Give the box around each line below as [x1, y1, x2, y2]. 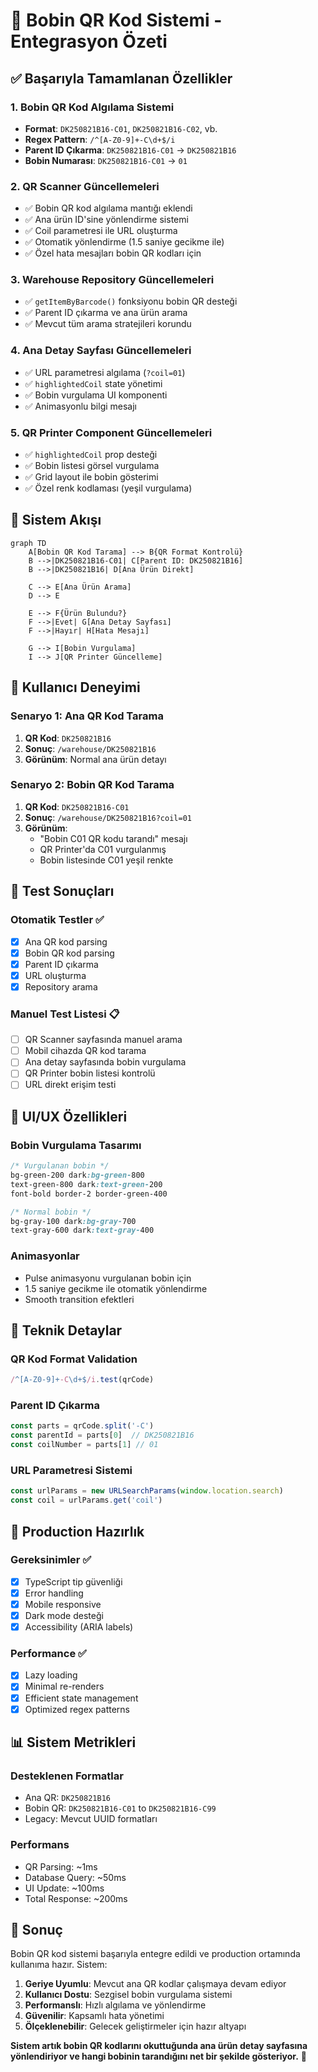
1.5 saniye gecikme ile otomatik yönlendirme [24, 1282, 208, 1294]
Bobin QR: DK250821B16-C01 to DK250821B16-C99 [24, 1802, 217, 1814]
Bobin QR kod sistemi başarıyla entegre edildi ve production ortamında [10, 1948, 301, 1960]
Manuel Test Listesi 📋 [10, 1007, 120, 1021]
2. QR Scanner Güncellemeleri [10, 179, 160, 193]
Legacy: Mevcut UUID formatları [24, 1813, 158, 1825]
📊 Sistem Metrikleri [10, 1734, 137, 1751]
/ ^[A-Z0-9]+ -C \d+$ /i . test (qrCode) [10, 1375, 155, 1385]
